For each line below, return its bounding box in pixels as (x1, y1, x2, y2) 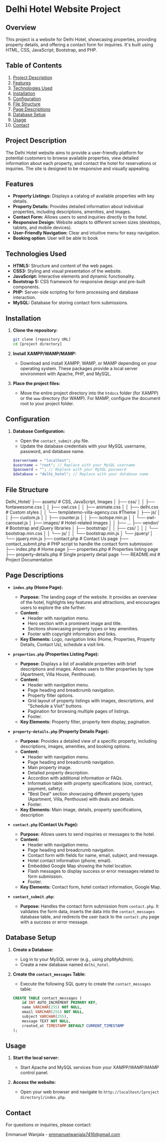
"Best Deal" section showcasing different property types (27, 791, 143, 797)
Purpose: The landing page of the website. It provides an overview (20, 594, 157, 600)
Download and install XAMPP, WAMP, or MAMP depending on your (20, 360, 157, 366)
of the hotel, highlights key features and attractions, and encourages (20, 599, 160, 605)
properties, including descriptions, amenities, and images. (12, 209, 131, 215)
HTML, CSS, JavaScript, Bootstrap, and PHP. (5, 47, 97, 53)
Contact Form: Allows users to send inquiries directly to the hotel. (12, 214, 148, 220)
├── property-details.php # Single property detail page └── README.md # (5, 551, 161, 557)
